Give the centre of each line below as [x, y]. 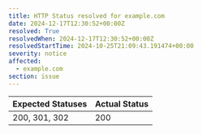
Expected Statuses [50, 104]
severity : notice [38, 54]
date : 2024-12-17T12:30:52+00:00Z [67, 24]
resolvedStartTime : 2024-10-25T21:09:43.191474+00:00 [101, 46]
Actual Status [121, 104]
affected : [25, 62]
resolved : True [34, 31]
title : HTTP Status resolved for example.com [86, 16]
